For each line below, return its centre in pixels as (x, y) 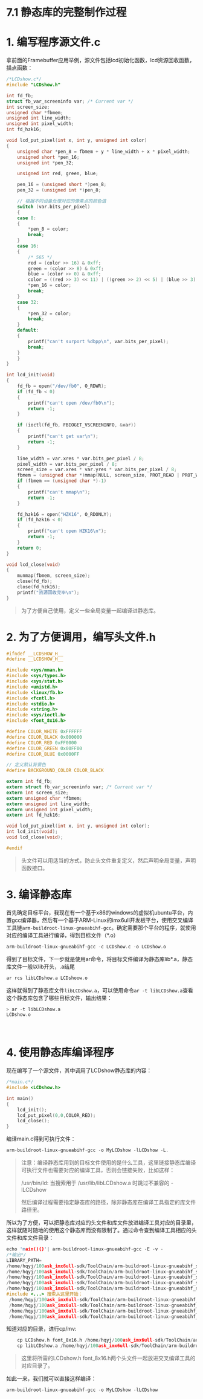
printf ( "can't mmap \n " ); (59, 492)
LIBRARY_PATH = (24, 1260)
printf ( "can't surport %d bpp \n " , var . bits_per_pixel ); (98, 341)
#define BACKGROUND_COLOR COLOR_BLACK (55, 771)
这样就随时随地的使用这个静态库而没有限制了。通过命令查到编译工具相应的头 (101, 1230)
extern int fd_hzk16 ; (34, 815)
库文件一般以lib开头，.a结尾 (41, 966)
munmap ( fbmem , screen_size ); (54, 576)
